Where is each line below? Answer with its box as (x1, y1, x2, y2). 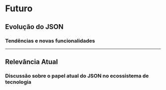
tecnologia (5, 79, 32, 86)
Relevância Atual (5, 58, 58, 66)
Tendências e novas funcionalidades (5, 37, 95, 44)
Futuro (5, 3, 33, 14)
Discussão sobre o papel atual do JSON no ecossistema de (5, 72, 149, 79)
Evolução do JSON (5, 23, 64, 31)
